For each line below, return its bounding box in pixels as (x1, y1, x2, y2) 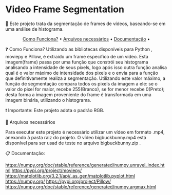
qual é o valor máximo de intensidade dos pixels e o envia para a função (5, 70, 158, 76)
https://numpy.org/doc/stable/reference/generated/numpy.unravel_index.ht (5, 162, 165, 168)
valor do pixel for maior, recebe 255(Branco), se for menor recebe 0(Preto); (5, 86, 165, 92)
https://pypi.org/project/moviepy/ (11, 167, 82, 174)
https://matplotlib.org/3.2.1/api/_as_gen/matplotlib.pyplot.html (5, 172, 135, 179)
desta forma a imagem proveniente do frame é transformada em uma (5, 91, 151, 98)
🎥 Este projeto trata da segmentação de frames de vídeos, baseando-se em (5, 20, 166, 27)
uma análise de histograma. (5, 26, 64, 32)
